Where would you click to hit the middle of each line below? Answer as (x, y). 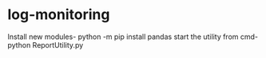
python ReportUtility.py (46, 44)
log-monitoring (59, 15)
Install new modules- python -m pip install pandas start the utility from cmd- (133, 37)
